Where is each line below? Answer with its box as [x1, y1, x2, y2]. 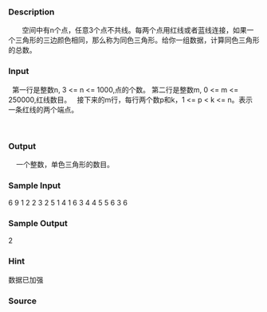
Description [8, 6, 55, 18]
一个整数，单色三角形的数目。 [15, 159, 114, 169]
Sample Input [8, 180, 61, 191]
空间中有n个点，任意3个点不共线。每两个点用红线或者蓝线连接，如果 [22, 25, 247, 35]
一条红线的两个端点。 [8, 104, 78, 114]
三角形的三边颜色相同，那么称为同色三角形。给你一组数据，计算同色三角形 [14, 35, 260, 45]
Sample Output [8, 218, 68, 229]
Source [8, 295, 37, 306]
